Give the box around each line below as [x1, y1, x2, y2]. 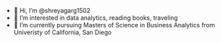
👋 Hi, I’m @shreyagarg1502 [13, 7, 91, 14]
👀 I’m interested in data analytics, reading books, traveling [13, 14, 178, 22]
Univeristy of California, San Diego [13, 28, 112, 36]
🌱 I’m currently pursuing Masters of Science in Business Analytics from [13, 21, 215, 29]
